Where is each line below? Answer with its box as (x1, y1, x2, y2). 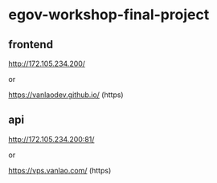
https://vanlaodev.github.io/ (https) (8, 90, 124, 100)
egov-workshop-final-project (8, 6, 210, 24)
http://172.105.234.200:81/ (8, 134, 95, 144)
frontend (8, 38, 54, 51)
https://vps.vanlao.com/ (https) (8, 165, 112, 175)
